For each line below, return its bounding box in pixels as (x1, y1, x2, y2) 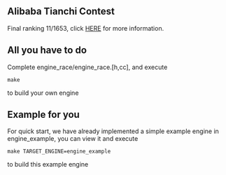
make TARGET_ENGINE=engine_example (7, 148, 111, 155)
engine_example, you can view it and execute (7, 135, 139, 143)
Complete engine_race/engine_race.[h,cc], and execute (7, 63, 168, 71)
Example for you (7, 109, 80, 121)
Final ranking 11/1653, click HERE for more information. (7, 24, 164, 32)
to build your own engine (7, 89, 79, 97)
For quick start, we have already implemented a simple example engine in (7, 127, 219, 135)
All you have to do (7, 45, 87, 56)
